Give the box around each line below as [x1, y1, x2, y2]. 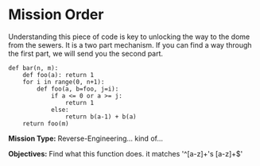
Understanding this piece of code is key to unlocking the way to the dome [8, 32, 250, 41]
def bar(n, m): [8, 64, 59, 72]
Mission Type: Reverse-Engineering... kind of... [8, 133, 164, 143]
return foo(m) [22, 119, 69, 128]
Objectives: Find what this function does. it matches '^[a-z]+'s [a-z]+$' [8, 149, 243, 158]
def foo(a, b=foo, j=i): [37, 85, 119, 93]
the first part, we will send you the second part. [8, 48, 164, 58]
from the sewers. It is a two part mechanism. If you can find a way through [8, 40, 252, 49]
